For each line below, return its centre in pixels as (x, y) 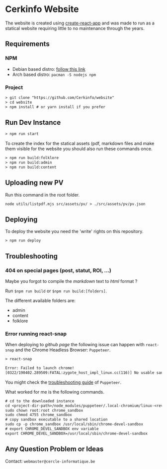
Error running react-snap (36, 334)
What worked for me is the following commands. (55, 392)
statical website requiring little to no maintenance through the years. (75, 28)
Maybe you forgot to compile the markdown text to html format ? (71, 281)
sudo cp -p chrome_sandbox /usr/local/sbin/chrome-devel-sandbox (74, 424)
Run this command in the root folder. (42, 195)
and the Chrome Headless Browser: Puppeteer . (63, 350)
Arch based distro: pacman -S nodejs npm (54, 74)
